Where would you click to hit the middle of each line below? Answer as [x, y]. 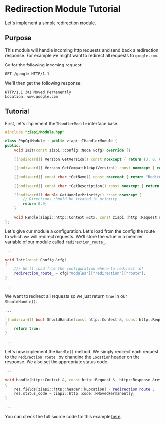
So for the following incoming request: [44, 65]
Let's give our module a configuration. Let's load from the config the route [80, 231]
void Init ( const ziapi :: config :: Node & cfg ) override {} [72, 150]
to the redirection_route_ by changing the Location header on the [72, 357]
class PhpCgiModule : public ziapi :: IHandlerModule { [61, 141]
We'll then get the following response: [43, 83]
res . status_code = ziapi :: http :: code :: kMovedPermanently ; [74, 393]
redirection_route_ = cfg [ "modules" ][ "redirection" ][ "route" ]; [80, 274]
